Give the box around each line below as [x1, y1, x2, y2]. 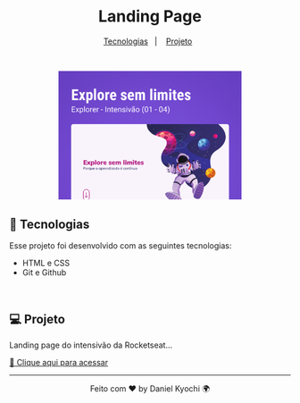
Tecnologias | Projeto [103, 36, 193, 46]
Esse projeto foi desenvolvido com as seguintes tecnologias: [9, 240, 232, 251]
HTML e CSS [21, 257, 71, 269]
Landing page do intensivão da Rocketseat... [9, 340, 173, 350]
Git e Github [21, 267, 67, 278]
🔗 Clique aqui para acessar [9, 357, 109, 368]
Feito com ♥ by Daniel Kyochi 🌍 [89, 383, 211, 394]
